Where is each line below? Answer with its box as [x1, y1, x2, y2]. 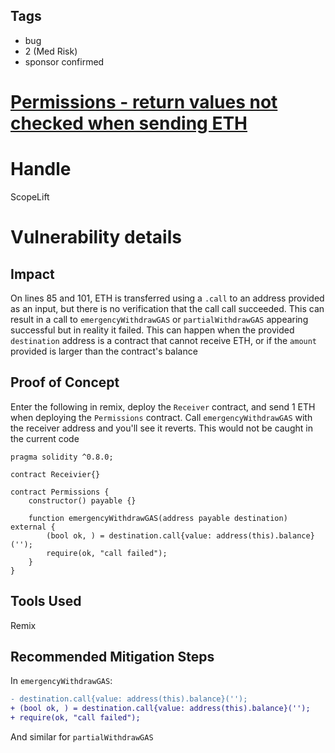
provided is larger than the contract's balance [10, 345, 198, 357]
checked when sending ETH [10, 112, 248, 134]
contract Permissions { [10, 487, 110, 497]
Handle [10, 158, 72, 181]
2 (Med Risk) [24, 45, 78, 57]
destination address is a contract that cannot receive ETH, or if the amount [10, 334, 318, 346]
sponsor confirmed [24, 55, 105, 68]
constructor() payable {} [28, 495, 137, 506]
